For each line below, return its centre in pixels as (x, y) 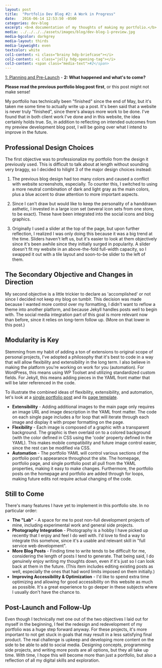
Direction (19, 282)
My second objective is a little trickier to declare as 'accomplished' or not (78, 294)
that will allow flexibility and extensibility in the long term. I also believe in (78, 362)
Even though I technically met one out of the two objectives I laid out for (77, 619)
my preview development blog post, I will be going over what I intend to (76, 127)
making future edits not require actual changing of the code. (72, 478)
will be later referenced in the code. (40, 382)
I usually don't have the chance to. (46, 592)
